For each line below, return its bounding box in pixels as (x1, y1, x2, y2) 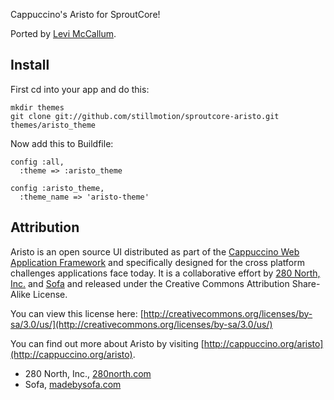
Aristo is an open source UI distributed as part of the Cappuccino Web (10, 245, 300, 258)
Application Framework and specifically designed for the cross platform (10, 256, 305, 268)
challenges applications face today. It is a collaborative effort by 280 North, (10, 267, 321, 279)
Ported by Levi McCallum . (10, 28, 117, 39)
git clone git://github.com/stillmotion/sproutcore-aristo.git (10, 111, 280, 121)
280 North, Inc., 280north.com (24, 367, 152, 379)
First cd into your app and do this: (10, 83, 150, 95)
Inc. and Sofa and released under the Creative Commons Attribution (10, 277, 290, 289)
